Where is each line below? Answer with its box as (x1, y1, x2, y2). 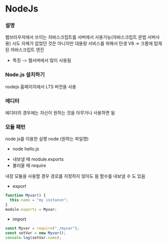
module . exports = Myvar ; (5, 207, 57, 212)
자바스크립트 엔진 (10, 47, 44, 53)
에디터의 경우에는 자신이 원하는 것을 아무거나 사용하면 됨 (5, 110, 115, 116)
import (12, 216, 27, 222)
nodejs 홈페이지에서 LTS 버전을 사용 (5, 83, 77, 89)
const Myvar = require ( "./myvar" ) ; (5, 225, 80, 231)
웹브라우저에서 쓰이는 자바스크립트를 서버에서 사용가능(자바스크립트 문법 (5, 34, 146, 40)
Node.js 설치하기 (5, 71, 45, 78)
